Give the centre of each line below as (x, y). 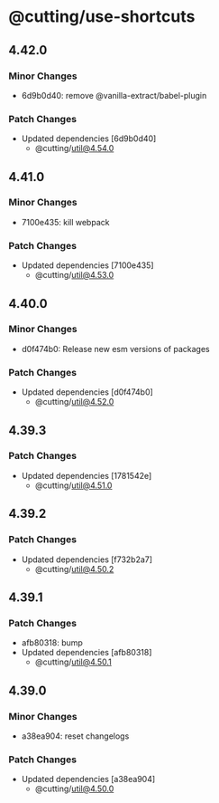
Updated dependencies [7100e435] (87, 265)
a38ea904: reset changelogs (75, 736)
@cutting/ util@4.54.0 (74, 148)
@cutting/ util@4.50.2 (74, 569)
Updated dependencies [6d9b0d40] (89, 139)
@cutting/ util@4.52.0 (74, 402)
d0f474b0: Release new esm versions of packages (115, 349)
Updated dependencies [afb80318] (87, 653)
